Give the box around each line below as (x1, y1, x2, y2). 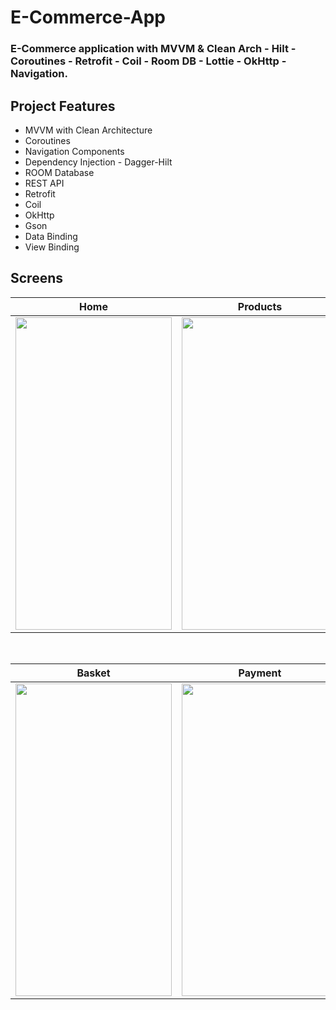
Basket (76, 666, 111, 680)
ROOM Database (24, 166, 95, 178)
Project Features (10, 97, 116, 115)
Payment (238, 666, 282, 680)
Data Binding (24, 230, 78, 242)
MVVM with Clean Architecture (24, 124, 153, 136)
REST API (24, 177, 65, 189)
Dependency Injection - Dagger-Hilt (24, 156, 173, 168)
